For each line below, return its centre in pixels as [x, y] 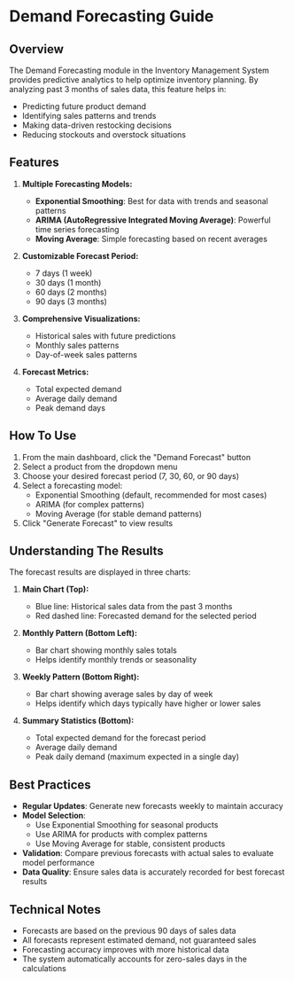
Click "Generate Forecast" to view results [97, 523]
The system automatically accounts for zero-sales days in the [135, 959]
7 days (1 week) [64, 273]
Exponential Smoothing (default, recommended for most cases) [151, 495]
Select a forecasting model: [72, 485]
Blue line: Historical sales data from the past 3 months [134, 607]
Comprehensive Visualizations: [81, 318]
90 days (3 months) [71, 301]
